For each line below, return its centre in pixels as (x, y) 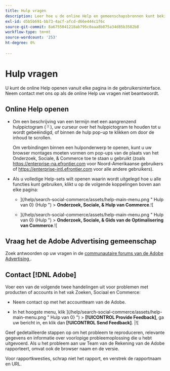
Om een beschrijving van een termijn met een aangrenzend (74, 121)
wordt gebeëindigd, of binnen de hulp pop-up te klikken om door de (83, 132)
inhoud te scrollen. (32, 137)
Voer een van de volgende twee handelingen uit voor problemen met (77, 287)
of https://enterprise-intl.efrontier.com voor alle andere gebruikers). (83, 169)
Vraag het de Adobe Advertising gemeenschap (81, 241)
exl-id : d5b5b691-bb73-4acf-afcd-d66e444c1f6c (55, 21)
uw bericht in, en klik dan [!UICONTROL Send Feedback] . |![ (76, 323)
